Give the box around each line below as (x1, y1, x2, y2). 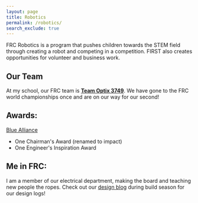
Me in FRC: (6, 161, 47, 172)
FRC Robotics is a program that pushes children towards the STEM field (6, 42, 181, 49)
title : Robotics (6, 14, 46, 20)
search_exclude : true (6, 25, 60, 31)
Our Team (6, 71, 43, 81)
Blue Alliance (6, 126, 38, 134)
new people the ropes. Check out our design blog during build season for (6, 183, 185, 191)
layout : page (6, 8, 38, 15)
